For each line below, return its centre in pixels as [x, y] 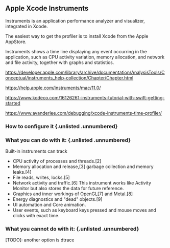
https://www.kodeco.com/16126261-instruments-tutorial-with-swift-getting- [85, 97]
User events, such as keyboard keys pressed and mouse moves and [84, 210]
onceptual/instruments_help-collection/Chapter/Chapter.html [69, 78]
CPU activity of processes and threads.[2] [57, 161]
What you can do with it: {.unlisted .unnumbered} [68, 140]
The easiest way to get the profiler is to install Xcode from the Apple [77, 36]
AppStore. [16, 42]
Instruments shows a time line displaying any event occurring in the [76, 51]
